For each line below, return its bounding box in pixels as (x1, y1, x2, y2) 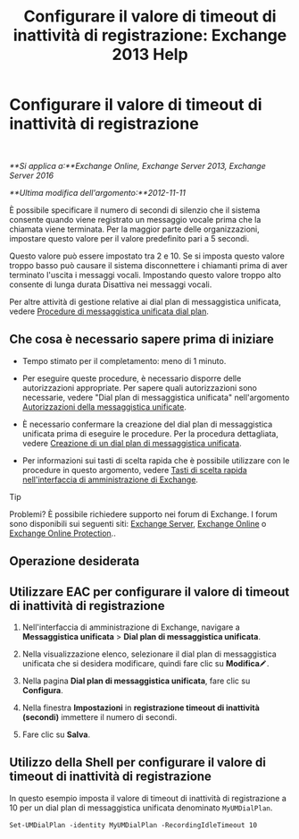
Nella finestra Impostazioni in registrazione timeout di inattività (21, 702, 261, 713)
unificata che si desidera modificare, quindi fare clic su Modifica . (21, 657, 270, 668)
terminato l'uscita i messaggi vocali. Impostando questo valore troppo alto (9, 269, 281, 280)
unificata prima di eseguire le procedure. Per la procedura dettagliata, (21, 428, 278, 439)
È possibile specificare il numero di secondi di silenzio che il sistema (9, 204, 261, 216)
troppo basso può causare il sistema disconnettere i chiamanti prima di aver (9, 259, 288, 270)
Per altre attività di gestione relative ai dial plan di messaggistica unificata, (9, 296, 281, 307)
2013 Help (111, 45, 189, 64)
